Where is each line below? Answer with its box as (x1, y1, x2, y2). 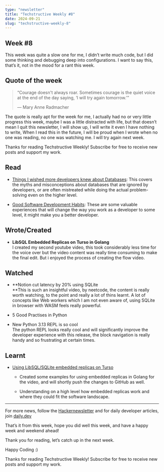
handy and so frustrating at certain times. (12, 337, 96, 343)
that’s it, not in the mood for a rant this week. (5, 62, 95, 69)
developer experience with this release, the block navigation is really (12, 332, 150, 338)
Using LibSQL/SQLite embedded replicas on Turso (12, 364, 114, 370)
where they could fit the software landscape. (19, 394, 110, 400)
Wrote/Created (5, 226, 52, 235)
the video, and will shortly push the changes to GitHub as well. (19, 379, 145, 385)
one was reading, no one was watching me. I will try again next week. (5, 134, 145, 140)
